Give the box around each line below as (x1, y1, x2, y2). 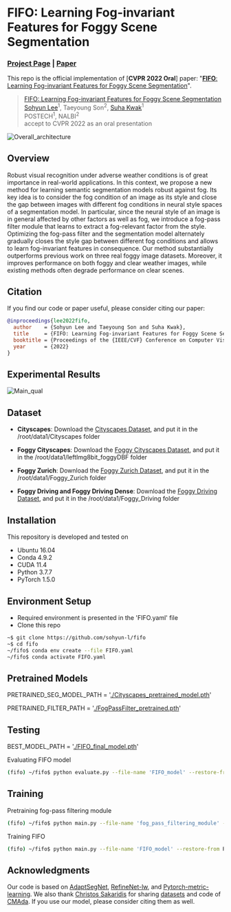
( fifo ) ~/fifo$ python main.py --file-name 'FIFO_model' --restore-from (7, 845, 220, 852)
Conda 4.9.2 (16, 553, 53, 562)
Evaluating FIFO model (7, 756, 71, 764)
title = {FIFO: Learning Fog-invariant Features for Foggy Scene (13, 331, 217, 338)
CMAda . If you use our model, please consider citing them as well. (7, 898, 195, 906)
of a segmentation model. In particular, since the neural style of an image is (7, 207, 221, 216)
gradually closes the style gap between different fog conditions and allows (7, 236, 219, 245)
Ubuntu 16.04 (16, 546, 56, 555)
